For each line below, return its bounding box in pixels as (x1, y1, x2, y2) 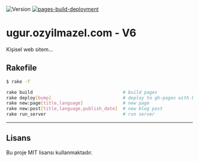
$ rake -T (6, 79, 31, 85)
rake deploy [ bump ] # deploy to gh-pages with (6, 95, 190, 101)
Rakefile (6, 63, 37, 73)
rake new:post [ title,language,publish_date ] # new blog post (6, 106, 163, 112)
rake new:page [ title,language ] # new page (6, 101, 150, 106)
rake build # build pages (6, 89, 158, 95)
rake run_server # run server (6, 111, 155, 118)
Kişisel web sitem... (6, 46, 53, 53)
